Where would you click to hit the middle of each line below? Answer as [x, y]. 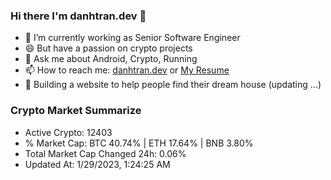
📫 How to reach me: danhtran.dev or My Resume [127, 70]
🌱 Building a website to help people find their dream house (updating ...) [173, 85]
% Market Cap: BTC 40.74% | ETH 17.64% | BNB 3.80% [139, 143]
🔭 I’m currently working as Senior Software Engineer [132, 38]
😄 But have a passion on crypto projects [108, 48]
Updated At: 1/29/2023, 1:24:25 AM [97, 164]
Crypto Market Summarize [76, 111]
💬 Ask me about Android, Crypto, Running [111, 59]
